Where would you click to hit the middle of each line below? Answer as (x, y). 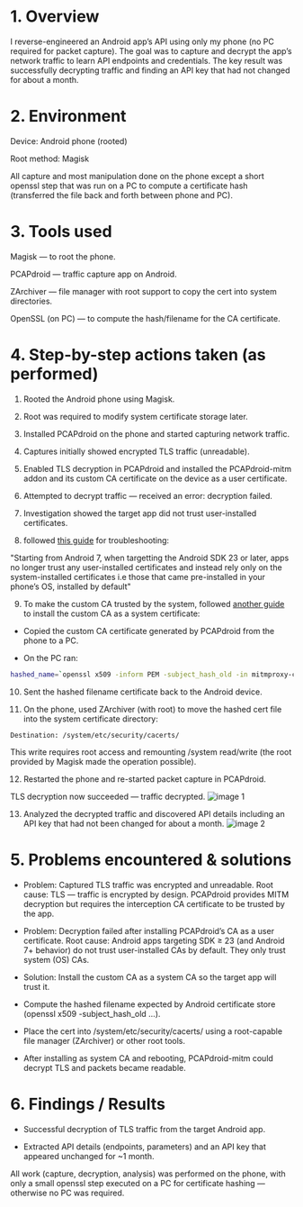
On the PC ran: (51, 658)
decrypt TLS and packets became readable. (105, 1067)
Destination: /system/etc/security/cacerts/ (95, 735)
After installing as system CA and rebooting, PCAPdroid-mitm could (148, 1058)
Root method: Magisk (49, 159)
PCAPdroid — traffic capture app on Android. (94, 274)
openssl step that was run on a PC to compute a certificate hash (129, 186)
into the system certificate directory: (90, 719)
